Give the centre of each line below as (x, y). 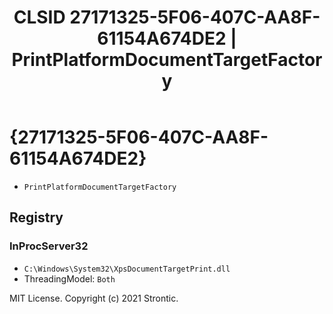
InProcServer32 (49, 246)
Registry (36, 217)
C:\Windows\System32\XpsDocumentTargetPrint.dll (127, 269)
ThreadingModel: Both (69, 278)
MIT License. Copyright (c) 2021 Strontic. (94, 298)
